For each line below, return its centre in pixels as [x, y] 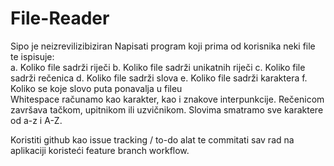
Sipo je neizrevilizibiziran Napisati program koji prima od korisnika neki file [163, 46]
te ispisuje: [32, 56]
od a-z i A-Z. [36, 120]
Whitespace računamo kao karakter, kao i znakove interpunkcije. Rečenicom [167, 99]
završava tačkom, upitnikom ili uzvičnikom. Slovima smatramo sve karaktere [167, 109]
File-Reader [60, 18]
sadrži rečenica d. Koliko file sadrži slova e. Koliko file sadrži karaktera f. [159, 78]
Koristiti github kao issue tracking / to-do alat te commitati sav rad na [152, 139]
